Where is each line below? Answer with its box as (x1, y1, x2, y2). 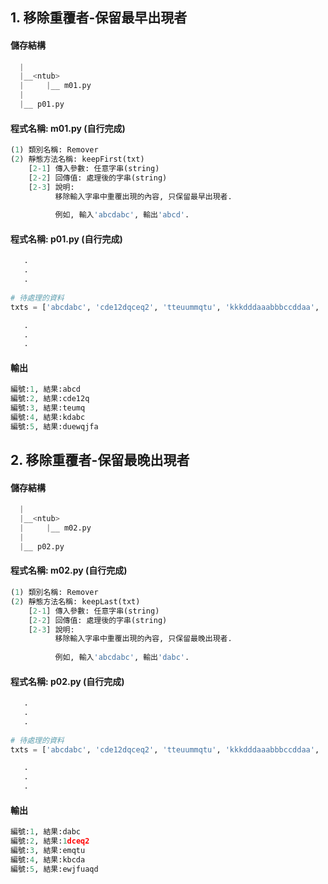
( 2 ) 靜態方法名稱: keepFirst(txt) (10, 154, 145, 165)
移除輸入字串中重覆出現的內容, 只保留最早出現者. (54, 191, 233, 202)
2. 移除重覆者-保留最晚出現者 (10, 452, 190, 469)
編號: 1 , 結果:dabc (10, 827, 82, 837)
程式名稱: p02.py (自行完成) (10, 675, 125, 687)
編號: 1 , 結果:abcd (10, 384, 82, 395)
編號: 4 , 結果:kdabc (10, 413, 86, 423)
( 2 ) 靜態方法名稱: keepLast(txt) (10, 596, 141, 607)
